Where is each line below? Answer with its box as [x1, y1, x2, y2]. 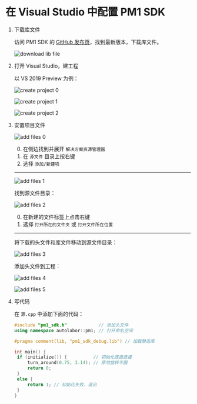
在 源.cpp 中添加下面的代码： [14, 310, 84, 318]
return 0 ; [27, 365, 52, 371]
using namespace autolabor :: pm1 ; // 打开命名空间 [14, 328, 133, 333]
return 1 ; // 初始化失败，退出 [27, 382, 97, 388]
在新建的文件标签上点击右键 [22, 213, 91, 221]
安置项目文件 [14, 121, 45, 128]
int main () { [14, 349, 46, 355]
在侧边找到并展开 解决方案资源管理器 [22, 145, 105, 152]
